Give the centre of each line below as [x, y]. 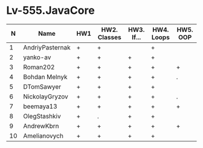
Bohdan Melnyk [45, 77]
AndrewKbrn [41, 126]
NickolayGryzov [46, 96]
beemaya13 [40, 106]
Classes [110, 37]
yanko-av [37, 57]
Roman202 [39, 67]
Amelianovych [43, 135]
